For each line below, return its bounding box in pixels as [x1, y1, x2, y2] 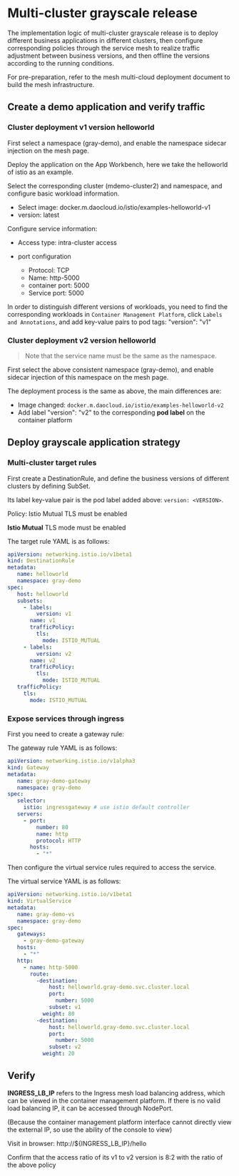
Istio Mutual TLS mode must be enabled [7, 523, 126, 532]
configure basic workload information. [7, 189, 120, 198]
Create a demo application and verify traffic [7, 101, 205, 113]
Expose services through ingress [7, 714, 125, 724]
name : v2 [29, 657, 56, 664]
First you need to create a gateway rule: [7, 730, 125, 739]
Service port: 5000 [28, 288, 84, 297]
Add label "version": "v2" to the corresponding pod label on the [17, 408, 205, 417]
